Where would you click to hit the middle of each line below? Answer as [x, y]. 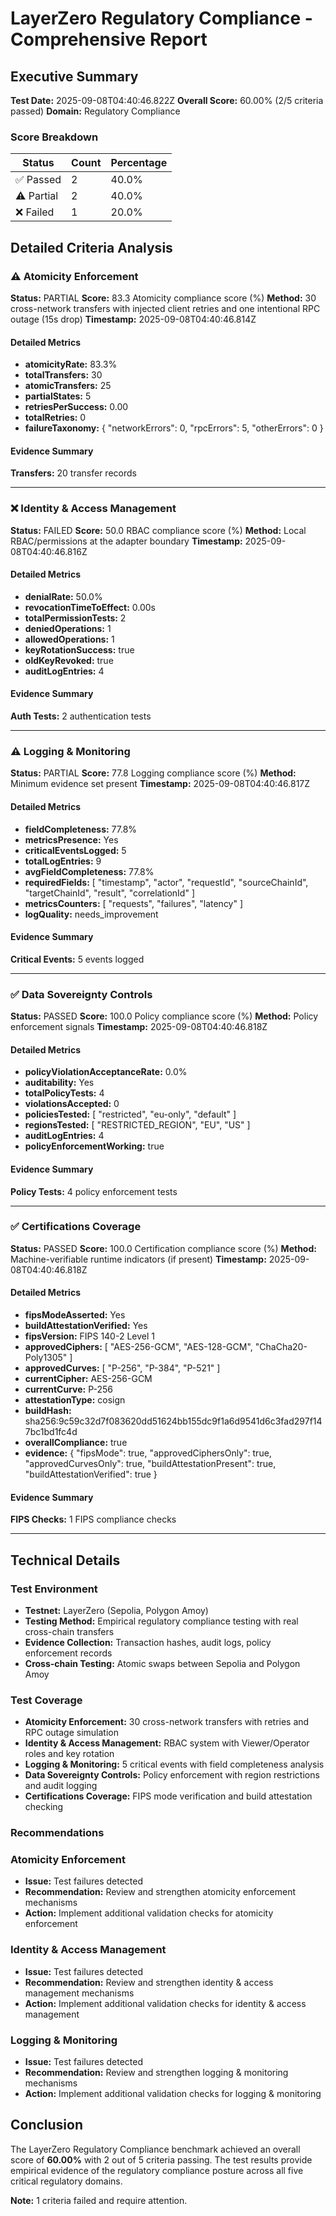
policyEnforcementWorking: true [94, 1146]
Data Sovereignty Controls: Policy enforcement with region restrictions [172, 1775]
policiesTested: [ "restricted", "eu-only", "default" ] [130, 1114]
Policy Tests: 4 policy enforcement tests [94, 1191]
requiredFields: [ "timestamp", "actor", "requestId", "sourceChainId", [166, 882]
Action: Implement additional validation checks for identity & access [165, 2003]
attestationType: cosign [75, 1400]
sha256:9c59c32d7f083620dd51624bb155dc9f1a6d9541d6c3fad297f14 [173, 1421]
